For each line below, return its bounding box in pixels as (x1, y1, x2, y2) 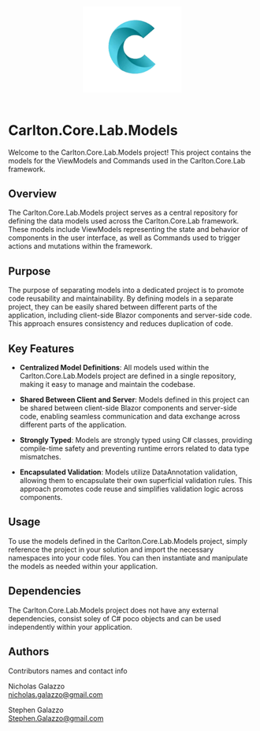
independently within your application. (8, 622, 132, 632)
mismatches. (19, 452, 61, 462)
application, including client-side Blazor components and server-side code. (8, 310, 252, 321)
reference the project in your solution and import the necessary (8, 545, 214, 554)
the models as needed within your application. (8, 561, 158, 571)
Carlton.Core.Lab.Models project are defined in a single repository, (19, 371, 236, 380)
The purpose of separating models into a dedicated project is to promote (8, 286, 244, 295)
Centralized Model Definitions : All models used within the (19, 363, 210, 373)
